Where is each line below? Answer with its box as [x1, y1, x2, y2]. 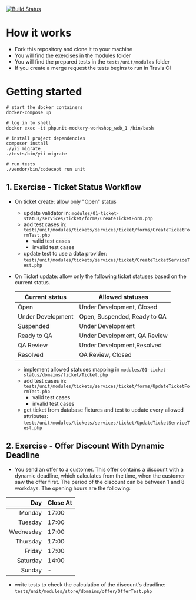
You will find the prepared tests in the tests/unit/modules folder [14, 58, 170, 65]
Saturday [16, 556, 42, 565]
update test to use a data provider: [23, 250, 108, 257]
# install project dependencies [6, 135, 85, 141]
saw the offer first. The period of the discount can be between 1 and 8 [14, 478, 185, 485]
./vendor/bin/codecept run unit [6, 166, 85, 172]
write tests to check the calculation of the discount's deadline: [14, 581, 166, 588]
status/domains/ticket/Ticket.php [23, 372, 108, 378]
